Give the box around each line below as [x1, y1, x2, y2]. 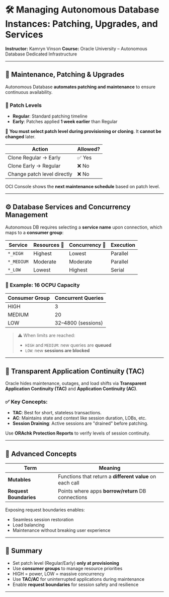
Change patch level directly [8, 171, 73, 178]
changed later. [5, 134, 36, 140]
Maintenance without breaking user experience [12, 527, 111, 533]
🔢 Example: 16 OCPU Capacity [5, 281, 80, 288]
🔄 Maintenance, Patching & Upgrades [5, 70, 125, 79]
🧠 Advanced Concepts [5, 450, 77, 458]
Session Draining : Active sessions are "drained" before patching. [12, 420, 148, 426]
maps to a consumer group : [5, 229, 64, 235]
